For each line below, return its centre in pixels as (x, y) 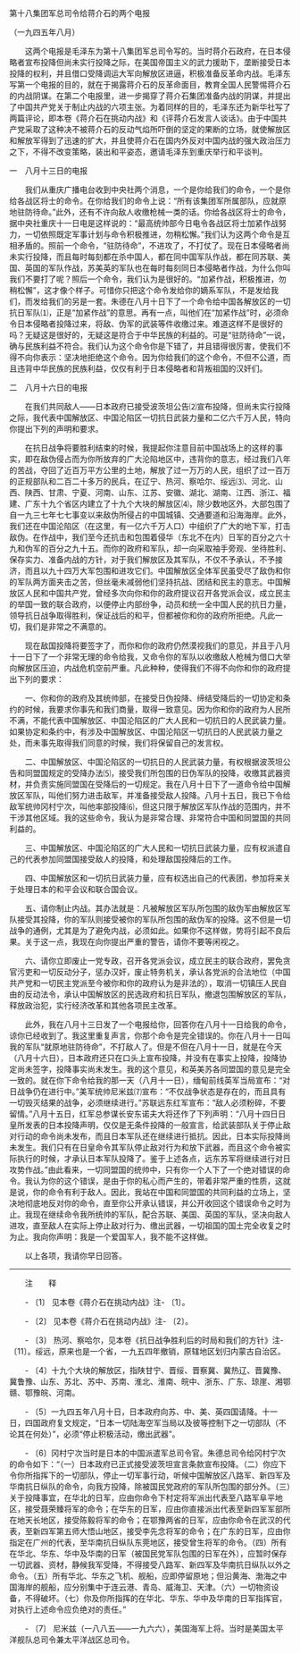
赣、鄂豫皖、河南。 (45, 1392)
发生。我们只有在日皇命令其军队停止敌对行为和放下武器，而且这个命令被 (150, 1147)
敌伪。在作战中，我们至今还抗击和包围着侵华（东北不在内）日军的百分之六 (146, 537)
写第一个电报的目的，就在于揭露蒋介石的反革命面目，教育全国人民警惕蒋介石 (150, 84)
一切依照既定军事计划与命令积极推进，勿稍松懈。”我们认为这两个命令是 (154, 234)
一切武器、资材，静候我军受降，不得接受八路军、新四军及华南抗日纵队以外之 (150, 1564)
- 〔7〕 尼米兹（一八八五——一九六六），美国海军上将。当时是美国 (146, 1628)
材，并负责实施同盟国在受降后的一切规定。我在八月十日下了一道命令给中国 (146, 784)
